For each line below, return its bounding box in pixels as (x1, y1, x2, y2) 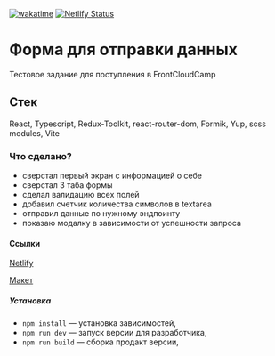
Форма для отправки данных (9, 40, 238, 60)
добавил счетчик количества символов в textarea (21, 198, 212, 209)
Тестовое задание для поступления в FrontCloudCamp (9, 69, 216, 79)
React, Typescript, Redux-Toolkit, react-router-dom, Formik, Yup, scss (9, 118, 267, 129)
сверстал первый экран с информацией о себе (21, 170, 203, 182)
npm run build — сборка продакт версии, (21, 336, 180, 347)
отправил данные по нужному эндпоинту (21, 208, 181, 219)
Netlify (9, 258, 34, 269)
